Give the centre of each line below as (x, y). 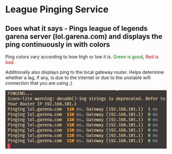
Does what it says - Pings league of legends (77, 28)
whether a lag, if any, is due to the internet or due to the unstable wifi (78, 78)
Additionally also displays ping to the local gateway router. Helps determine (85, 72)
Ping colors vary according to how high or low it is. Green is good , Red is (82, 57)
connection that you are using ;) (39, 83)
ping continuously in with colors (58, 44)
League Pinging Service (57, 9)
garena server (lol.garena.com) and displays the (84, 36)
